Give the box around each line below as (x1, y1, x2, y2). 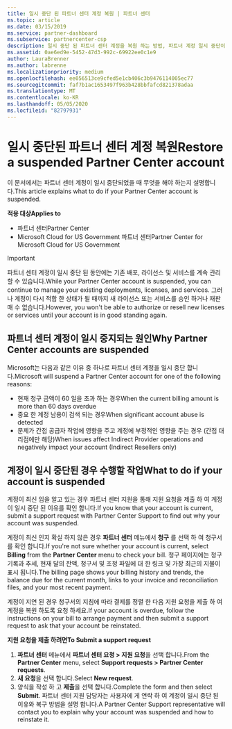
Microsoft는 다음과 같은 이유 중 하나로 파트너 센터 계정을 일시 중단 (7, 363, 186, 372)
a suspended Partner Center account (7, 154, 225, 170)
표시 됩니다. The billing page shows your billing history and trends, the (7, 568, 204, 577)
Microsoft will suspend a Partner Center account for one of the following (14, 372, 222, 380)
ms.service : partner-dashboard (7, 29, 98, 37)
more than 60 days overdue (17, 402, 97, 410)
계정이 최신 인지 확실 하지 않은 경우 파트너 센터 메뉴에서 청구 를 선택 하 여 (7, 533, 204, 542)
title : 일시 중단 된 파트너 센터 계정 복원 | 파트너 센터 (7, 10, 150, 17)
